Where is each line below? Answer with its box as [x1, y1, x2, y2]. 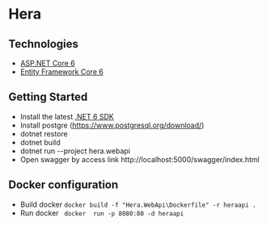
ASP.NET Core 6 [19, 58, 75, 68]
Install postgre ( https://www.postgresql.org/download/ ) [19, 120, 205, 130]
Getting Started [8, 90, 88, 104]
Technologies [8, 37, 79, 51]
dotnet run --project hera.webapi [19, 146, 131, 156]
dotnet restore [19, 128, 68, 138]
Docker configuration [8, 178, 119, 192]
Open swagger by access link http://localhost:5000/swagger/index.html [19, 154, 261, 164]
